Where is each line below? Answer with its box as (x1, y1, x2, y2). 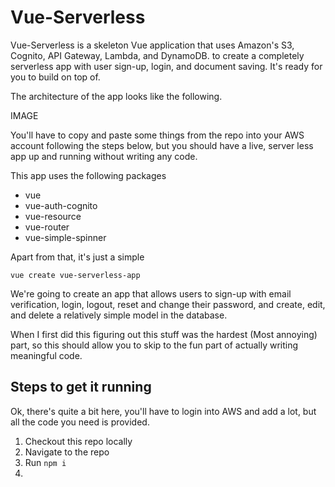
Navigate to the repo (24, 446, 110, 458)
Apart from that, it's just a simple (10, 251, 145, 263)
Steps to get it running (10, 379, 152, 396)
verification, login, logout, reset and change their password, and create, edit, (10, 298, 326, 310)
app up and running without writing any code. (10, 150, 198, 162)
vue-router (24, 221, 70, 233)
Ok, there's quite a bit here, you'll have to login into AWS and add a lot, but (10, 405, 317, 417)
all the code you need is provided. (10, 416, 150, 428)
